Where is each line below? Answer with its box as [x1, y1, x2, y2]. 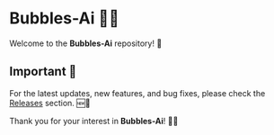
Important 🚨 [9, 64, 77, 79]
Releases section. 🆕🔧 [9, 97, 92, 108]
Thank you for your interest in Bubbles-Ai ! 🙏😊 [9, 115, 179, 126]
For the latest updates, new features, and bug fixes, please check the [9, 87, 266, 98]
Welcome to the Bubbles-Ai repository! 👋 [9, 38, 163, 49]
